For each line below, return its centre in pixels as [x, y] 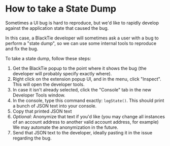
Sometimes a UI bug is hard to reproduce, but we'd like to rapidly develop [82, 23]
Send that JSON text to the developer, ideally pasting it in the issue [82, 132]
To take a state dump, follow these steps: [48, 58]
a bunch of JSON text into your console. [55, 106]
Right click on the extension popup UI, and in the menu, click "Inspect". [87, 79]
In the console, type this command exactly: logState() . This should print [88, 100]
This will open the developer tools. [48, 84]
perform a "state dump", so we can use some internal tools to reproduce [81, 43]
